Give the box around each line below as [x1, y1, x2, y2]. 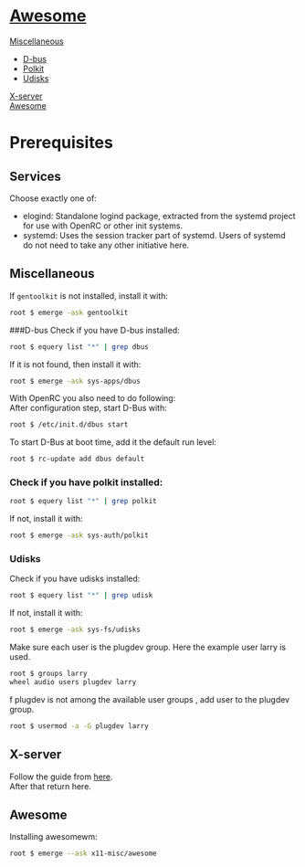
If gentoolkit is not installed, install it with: [9, 290, 169, 301]
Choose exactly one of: [9, 193, 98, 204]
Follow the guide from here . [9, 771, 113, 782]
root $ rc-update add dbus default [9, 454, 145, 464]
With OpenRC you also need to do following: [9, 393, 176, 404]
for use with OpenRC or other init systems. [22, 220, 184, 231]
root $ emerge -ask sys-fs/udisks [9, 625, 142, 635]
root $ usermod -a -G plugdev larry [9, 721, 149, 731]
